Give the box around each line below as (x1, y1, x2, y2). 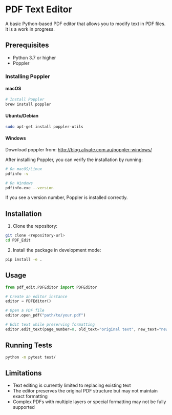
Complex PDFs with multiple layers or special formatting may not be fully (12, 399, 166, 405)
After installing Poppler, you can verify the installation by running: (5, 156, 143, 163)
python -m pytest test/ (5, 354, 56, 360)
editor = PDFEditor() (5, 299, 52, 304)
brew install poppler (5, 102, 52, 107)
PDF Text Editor (5, 4, 73, 15)
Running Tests (5, 341, 52, 350)
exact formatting (12, 393, 48, 400)
